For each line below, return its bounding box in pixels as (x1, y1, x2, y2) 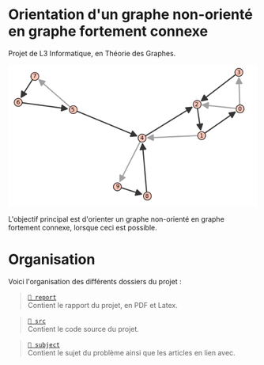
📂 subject (27, 340, 61, 349)
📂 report (27, 293, 57, 302)
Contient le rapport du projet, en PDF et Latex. (27, 300, 178, 310)
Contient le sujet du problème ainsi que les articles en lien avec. (27, 348, 236, 357)
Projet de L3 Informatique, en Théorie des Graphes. (8, 48, 176, 58)
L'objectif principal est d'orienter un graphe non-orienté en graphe (8, 214, 225, 223)
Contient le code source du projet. (27, 324, 140, 333)
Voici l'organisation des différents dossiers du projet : (8, 276, 182, 286)
